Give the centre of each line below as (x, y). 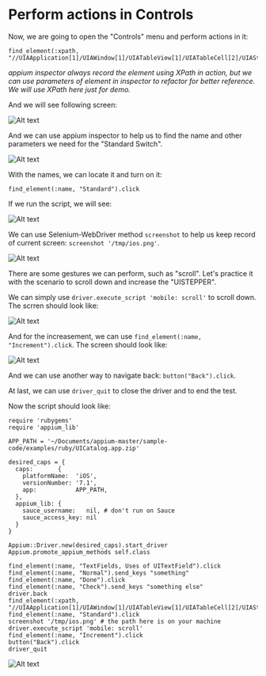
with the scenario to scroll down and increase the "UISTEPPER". (112, 282)
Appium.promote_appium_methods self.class (79, 552)
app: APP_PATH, (65, 490)
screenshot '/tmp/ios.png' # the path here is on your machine (115, 621)
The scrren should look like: (53, 306)
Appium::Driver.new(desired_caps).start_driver (88, 545)
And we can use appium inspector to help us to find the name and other (125, 135)
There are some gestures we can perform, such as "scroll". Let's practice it (131, 273)
